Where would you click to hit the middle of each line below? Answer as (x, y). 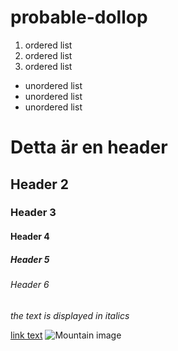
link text (26, 335)
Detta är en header (89, 147)
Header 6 (30, 284)
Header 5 (30, 259)
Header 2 (40, 184)
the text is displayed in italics (70, 315)
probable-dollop (79, 17)
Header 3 (33, 213)
